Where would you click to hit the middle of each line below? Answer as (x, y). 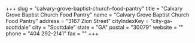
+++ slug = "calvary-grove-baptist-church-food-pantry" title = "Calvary (94, 9)
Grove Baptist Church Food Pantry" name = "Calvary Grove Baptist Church (97, 15)
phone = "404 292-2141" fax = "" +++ (52, 34)
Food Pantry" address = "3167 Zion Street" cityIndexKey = (77, 21)
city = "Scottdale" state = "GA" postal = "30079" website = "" (108, 27)
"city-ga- (161, 21)
